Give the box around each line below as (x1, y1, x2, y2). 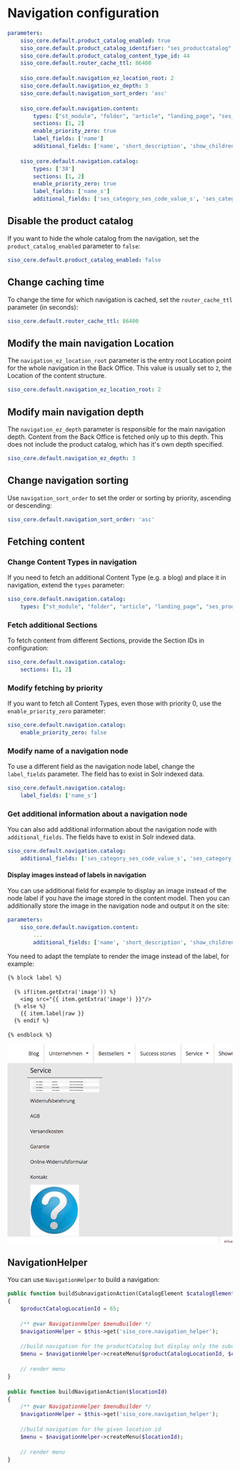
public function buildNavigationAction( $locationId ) (7, 1388, 168, 1395)
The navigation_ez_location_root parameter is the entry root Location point (7, 356, 232, 365)
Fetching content (7, 535, 86, 547)
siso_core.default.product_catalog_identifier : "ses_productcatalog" (20, 44, 232, 51)
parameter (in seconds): (7, 302, 79, 312)
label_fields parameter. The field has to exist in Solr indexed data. (7, 770, 205, 778)
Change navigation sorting (7, 475, 129, 487)
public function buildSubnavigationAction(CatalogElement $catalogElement (7, 1290, 235, 1298)
